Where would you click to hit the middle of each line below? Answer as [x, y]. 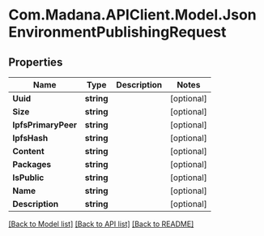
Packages [32, 164]
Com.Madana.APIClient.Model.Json [132, 15]
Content [28, 151]
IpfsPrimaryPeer [45, 125]
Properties [36, 62]
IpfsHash [30, 138]
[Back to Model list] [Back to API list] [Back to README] [101, 224]
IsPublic [28, 178]
